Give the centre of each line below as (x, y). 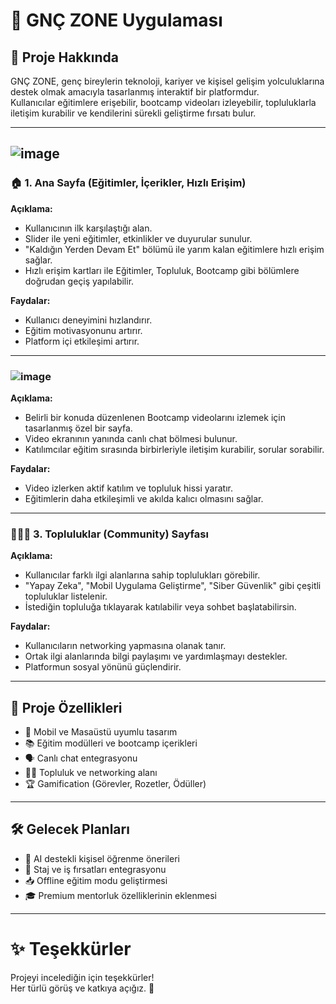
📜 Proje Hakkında (64, 57)
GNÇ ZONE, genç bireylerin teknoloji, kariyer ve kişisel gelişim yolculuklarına (167, 81)
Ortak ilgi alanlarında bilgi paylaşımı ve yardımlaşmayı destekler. (156, 656)
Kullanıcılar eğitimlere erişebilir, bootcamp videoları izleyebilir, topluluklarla (163, 102)
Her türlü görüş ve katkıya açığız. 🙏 (82, 988)
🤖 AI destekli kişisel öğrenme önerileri (102, 858)
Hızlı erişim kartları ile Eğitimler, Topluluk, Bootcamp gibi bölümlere (162, 270)
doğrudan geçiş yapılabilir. (79, 281)
